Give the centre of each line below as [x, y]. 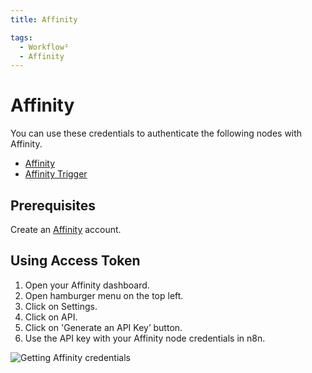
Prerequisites [53, 205]
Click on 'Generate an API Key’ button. [103, 327]
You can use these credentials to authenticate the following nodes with [156, 133]
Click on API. [51, 317]
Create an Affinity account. [66, 229]
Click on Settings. [61, 306]
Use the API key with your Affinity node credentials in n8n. [145, 338]
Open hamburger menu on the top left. [104, 295]
